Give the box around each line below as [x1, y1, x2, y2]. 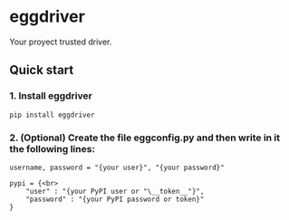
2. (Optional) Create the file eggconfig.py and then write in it [9, 131, 281, 144]
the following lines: [9, 142, 95, 155]
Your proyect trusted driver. [9, 36, 112, 47]
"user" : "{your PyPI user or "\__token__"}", [25, 187, 205, 196]
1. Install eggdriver [9, 90, 92, 102]
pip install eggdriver [9, 110, 95, 120]
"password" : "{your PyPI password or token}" [25, 195, 205, 204]
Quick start [9, 62, 74, 78]
